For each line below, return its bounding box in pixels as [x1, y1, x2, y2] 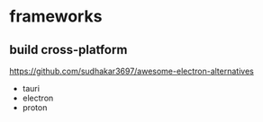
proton [22, 102, 48, 113]
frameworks [9, 6, 103, 27]
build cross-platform [9, 42, 128, 57]
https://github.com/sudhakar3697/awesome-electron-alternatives [9, 65, 254, 76]
